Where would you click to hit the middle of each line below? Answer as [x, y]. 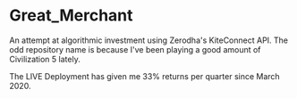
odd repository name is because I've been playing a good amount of [135, 49]
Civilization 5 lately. [45, 59]
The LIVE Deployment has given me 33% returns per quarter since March [144, 76]
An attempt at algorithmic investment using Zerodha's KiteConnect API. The [149, 40]
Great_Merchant [71, 16]
